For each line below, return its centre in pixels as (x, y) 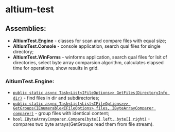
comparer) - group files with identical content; (61, 114)
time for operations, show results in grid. (56, 68)
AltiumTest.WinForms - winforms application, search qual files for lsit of (90, 57)
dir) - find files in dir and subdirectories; (56, 98)
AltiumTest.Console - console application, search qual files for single (87, 46)
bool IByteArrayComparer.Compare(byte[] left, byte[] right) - (81, 119)
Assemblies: (26, 29)
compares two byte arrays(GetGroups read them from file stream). (83, 124)
